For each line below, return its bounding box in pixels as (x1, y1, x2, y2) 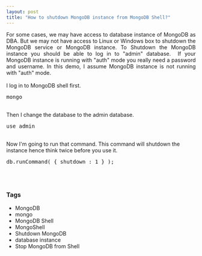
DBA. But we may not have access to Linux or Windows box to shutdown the (6, 37, 196, 44)
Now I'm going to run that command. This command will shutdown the (6, 140, 180, 147)
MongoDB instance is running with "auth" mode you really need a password (6, 56, 196, 64)
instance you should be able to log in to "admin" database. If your (6, 50, 196, 57)
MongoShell (14, 223, 45, 231)
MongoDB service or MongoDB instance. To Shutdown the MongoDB (6, 43, 196, 51)
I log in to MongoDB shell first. (6, 82, 81, 89)
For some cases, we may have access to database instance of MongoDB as (6, 31, 196, 38)
